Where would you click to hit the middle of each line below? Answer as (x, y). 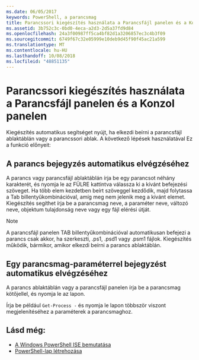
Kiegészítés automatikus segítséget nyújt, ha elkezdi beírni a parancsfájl (94, 132)
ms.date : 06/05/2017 (32, 12)
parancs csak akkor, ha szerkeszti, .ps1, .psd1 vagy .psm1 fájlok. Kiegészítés (99, 239)
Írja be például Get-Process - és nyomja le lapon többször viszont (86, 305)
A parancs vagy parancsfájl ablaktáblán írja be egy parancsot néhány (91, 178)
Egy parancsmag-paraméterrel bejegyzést (86, 264)
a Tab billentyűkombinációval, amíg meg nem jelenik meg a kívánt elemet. (96, 197)
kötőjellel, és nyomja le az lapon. (46, 294)
